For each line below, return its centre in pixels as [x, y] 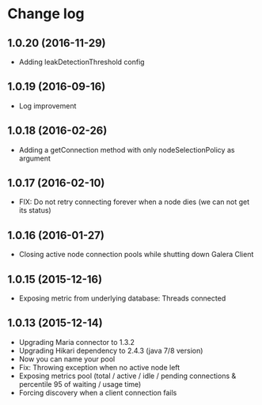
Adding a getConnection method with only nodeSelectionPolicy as [127, 150]
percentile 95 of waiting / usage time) [80, 384]
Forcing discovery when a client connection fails [98, 392]
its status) [35, 210]
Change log [46, 14]
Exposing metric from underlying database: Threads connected [122, 298]
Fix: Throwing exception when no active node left [99, 367]
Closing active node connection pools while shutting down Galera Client [136, 255]
